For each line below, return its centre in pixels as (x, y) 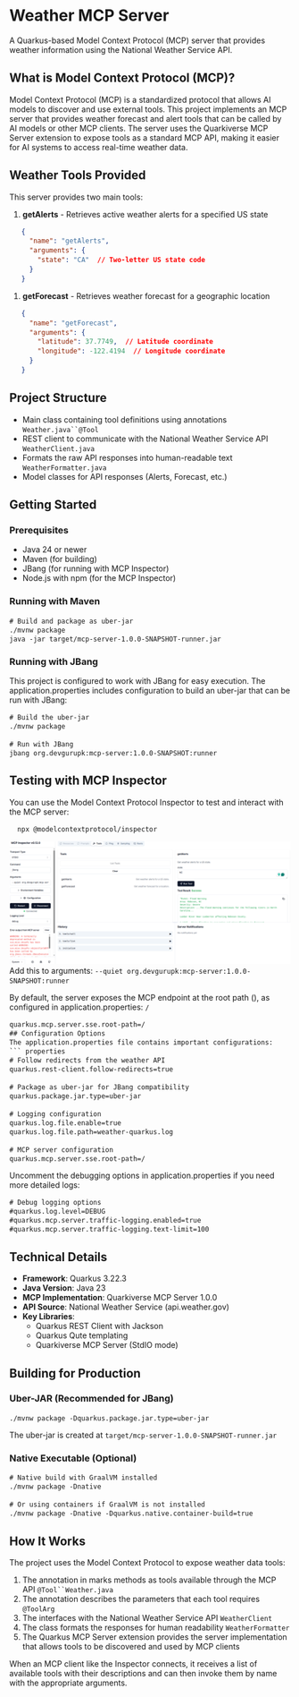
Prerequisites (39, 531)
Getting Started (53, 505)
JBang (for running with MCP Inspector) (96, 568)
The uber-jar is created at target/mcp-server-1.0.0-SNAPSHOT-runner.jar (143, 1435)
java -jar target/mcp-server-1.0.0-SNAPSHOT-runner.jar (115, 639)
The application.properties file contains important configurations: (141, 1043)
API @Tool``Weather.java (68, 1589)
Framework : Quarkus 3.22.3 (74, 1279)
